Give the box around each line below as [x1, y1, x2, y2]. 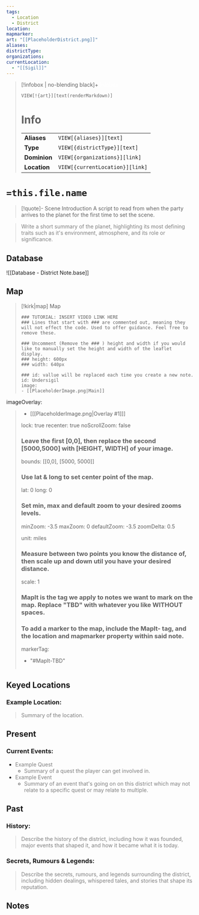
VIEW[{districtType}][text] [58, 144, 138, 151]
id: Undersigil [20, 377, 60, 383]
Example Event [14, 774, 52, 781]
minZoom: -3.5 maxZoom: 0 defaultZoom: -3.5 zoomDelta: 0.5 [20, 523, 176, 530]
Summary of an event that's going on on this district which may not [23, 780, 191, 787]
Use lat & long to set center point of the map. [20, 473, 154, 481]
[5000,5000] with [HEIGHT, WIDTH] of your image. [20, 444, 173, 452]
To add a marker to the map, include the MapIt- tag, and [20, 624, 187, 632]
